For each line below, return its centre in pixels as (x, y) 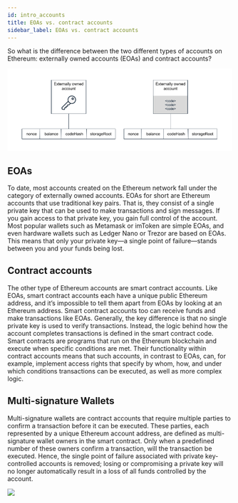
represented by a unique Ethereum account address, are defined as (107, 433)
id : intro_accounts (36, 15)
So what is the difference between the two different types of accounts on (115, 51)
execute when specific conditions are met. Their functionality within (107, 348)
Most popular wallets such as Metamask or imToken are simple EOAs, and (116, 226)
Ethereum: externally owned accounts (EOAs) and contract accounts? (110, 59)
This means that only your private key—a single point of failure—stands (112, 241)
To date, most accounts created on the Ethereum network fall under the (112, 188)
